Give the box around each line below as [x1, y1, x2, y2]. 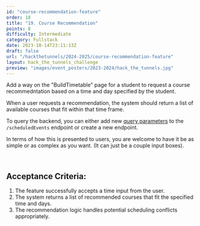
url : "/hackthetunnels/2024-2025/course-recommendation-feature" [6, 54, 173, 60]
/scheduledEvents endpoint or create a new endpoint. [6, 124, 139, 131]
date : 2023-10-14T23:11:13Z [6, 43, 77, 49]
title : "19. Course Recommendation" [6, 20, 98, 26]
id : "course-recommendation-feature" [6, 8, 101, 15]
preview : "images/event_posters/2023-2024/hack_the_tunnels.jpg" [6, 64, 173, 71]
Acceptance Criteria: [6, 171, 86, 181]
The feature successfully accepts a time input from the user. [14, 187, 165, 195]
